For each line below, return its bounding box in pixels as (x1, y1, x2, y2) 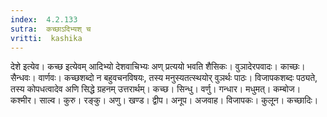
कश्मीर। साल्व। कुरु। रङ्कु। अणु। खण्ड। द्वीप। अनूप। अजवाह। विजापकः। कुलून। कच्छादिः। (10, 94, 319, 106)
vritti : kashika (10, 33, 83, 43)
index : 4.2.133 (10, 14, 78, 25)
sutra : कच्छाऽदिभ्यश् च (10, 24, 92, 34)
